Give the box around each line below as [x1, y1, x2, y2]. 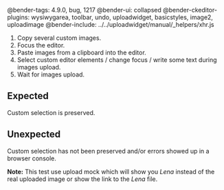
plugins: [7, 13, 30, 21]
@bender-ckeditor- [162, 6, 218, 14]
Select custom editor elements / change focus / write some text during [16, 56, 218, 64]
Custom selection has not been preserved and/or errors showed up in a [7, 147, 210, 155]
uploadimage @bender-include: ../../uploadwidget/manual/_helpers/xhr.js [7, 21, 214, 28]
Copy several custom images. [16, 34, 102, 42]
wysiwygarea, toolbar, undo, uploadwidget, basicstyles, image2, [30, 13, 213, 21]
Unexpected [7, 129, 61, 140]
